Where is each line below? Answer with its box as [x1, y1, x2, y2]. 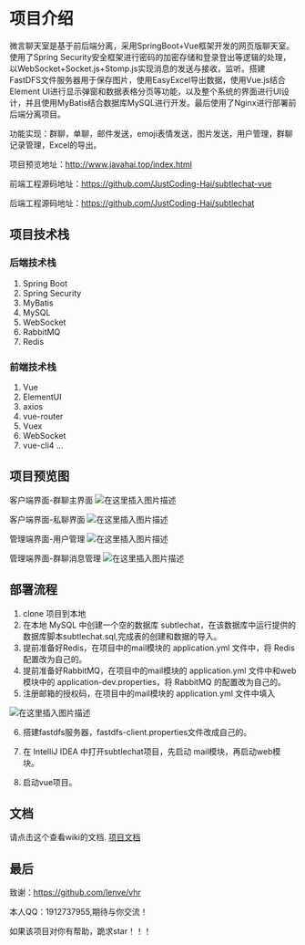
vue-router [22, 410, 64, 421]
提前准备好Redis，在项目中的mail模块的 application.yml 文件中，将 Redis [22, 642, 296, 653]
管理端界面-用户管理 [9, 533, 86, 544]
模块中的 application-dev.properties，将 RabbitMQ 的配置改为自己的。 [22, 676, 287, 687]
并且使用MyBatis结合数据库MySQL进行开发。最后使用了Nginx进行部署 [25, 97, 289, 108]
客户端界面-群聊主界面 [9, 494, 94, 505]
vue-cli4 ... [22, 440, 64, 451]
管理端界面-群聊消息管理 [9, 553, 102, 564]
